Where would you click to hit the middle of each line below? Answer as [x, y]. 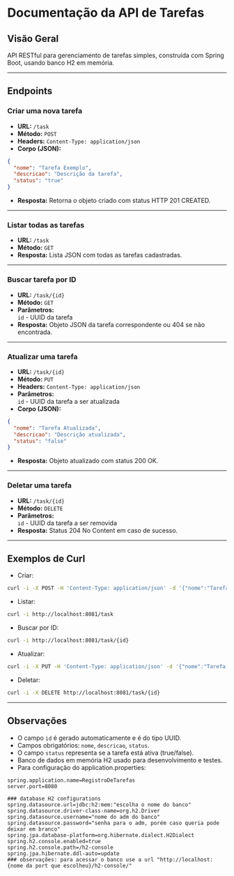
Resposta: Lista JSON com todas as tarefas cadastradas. [100, 255]
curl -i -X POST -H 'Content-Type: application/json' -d [92, 588]
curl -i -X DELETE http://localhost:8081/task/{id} [84, 693]
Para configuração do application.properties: [81, 767]
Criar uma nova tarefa [45, 111]
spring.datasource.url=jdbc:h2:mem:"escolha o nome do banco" [99, 805]
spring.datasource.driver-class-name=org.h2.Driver [84, 810]
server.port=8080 [32, 786]
